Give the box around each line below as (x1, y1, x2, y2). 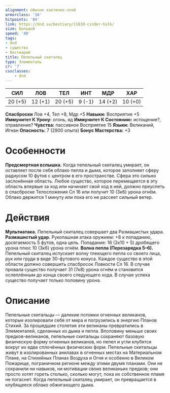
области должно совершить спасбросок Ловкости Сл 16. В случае (5, 261, 150, 267)
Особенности (5, 145, 66, 157)
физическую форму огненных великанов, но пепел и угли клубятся (5, 338, 152, 345)
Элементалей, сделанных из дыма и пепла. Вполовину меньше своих (5, 328, 157, 334)
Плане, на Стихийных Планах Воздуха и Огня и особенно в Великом (5, 354, 154, 361)
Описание (5, 295, 50, 306)
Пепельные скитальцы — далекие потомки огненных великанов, (5, 311, 147, 317)
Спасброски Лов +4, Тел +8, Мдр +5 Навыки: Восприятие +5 (5, 111, 140, 117)
